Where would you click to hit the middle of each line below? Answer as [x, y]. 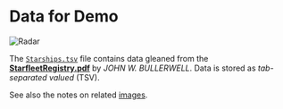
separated [28, 77]
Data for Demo [64, 17]
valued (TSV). [74, 77]
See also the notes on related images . [79, 95]
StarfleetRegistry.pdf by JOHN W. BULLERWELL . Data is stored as [133, 68]
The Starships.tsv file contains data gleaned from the [109, 58]
